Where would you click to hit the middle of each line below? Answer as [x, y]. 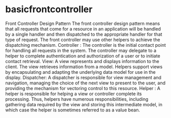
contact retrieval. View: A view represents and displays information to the [82, 61]
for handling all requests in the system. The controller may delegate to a [81, 50]
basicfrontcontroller [49, 9]
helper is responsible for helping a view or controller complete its [74, 94]
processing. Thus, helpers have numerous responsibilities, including [77, 99]
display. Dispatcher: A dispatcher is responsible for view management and [83, 77]
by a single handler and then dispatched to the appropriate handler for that [84, 34]
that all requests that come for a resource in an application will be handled [83, 28]
